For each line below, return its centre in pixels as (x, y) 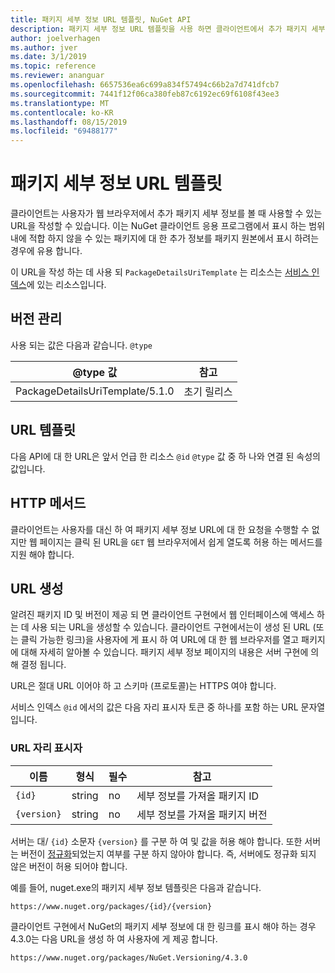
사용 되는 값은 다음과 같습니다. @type (81, 345)
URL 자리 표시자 (46, 748)
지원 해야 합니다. (42, 554)
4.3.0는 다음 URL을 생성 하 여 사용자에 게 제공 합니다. (114, 938)
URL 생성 (37, 588)
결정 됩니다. (43, 665)
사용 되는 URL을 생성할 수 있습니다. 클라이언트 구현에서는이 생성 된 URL (171, 627)
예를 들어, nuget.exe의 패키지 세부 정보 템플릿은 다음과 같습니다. (136, 887)
